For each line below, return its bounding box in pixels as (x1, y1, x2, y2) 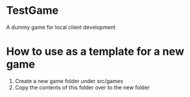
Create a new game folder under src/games (14, 77, 123, 84)
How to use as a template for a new (6, 45, 185, 58)
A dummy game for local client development (6, 23, 116, 31)
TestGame (6, 4, 59, 17)
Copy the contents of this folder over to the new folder (14, 84, 150, 91)
